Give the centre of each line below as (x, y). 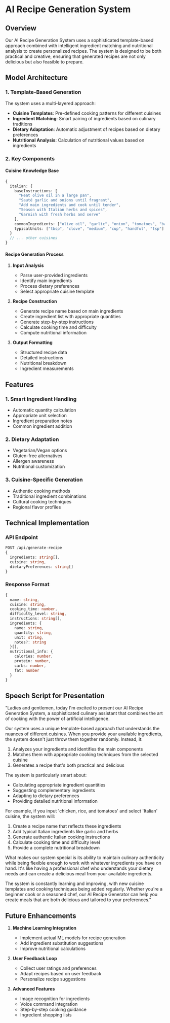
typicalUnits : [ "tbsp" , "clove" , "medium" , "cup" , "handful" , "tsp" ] (89, 229)
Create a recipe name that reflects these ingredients (67, 826)
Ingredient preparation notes (42, 421)
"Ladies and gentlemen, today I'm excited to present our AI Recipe (74, 708)
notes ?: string (30, 642)
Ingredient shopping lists (46, 1015)
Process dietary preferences (50, 286)
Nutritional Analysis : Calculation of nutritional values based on (78, 140)
